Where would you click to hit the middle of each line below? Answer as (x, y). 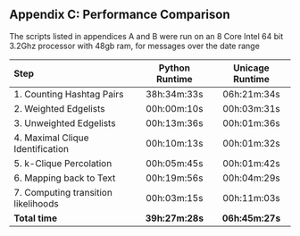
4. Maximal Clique (51, 138)
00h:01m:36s (251, 122)
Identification (42, 148)
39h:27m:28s (174, 218)
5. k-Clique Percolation (63, 163)
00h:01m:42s (251, 163)
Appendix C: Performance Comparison (120, 15)
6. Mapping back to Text (65, 178)
